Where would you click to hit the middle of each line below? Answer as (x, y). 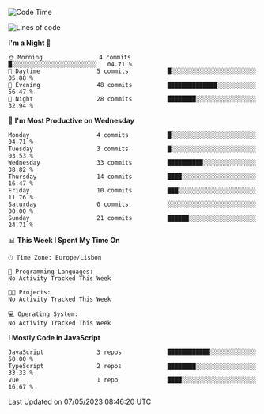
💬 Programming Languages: (51, 272)
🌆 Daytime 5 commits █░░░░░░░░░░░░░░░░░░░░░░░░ (132, 71)
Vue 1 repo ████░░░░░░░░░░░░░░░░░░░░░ (132, 380)
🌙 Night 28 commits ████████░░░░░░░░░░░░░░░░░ (132, 99)
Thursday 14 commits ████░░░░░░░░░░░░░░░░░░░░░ (132, 177)
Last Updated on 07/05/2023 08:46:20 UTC (80, 401)
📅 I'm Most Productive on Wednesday (71, 120)
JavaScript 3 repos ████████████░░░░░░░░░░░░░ (132, 352)
